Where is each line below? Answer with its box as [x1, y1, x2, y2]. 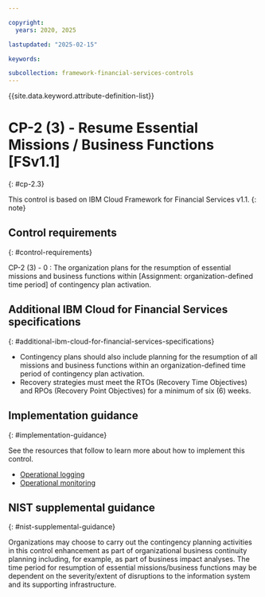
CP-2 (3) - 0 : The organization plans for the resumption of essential [8, 262, 232, 272]
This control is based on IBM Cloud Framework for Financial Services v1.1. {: [8, 194, 257, 204]
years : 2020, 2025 [15, 26, 77, 34]
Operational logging [19, 469, 85, 479]
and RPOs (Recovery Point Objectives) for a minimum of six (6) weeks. [19, 386, 251, 395]
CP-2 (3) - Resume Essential [8, 119, 199, 137]
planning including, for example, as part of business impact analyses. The [8, 555, 251, 564]
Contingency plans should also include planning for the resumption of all [19, 352, 258, 361]
